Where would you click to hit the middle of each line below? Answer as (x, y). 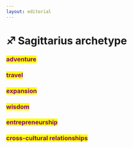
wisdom (18, 107)
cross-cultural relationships (47, 138)
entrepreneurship (32, 123)
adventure (21, 59)
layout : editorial (29, 11)
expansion (22, 91)
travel (15, 75)
